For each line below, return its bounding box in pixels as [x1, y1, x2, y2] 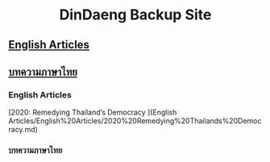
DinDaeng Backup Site [59, 6, 212, 24]
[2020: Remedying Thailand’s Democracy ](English [8, 107, 177, 118]
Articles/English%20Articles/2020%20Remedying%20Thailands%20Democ [8, 116, 262, 126]
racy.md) [8, 125, 39, 135]
